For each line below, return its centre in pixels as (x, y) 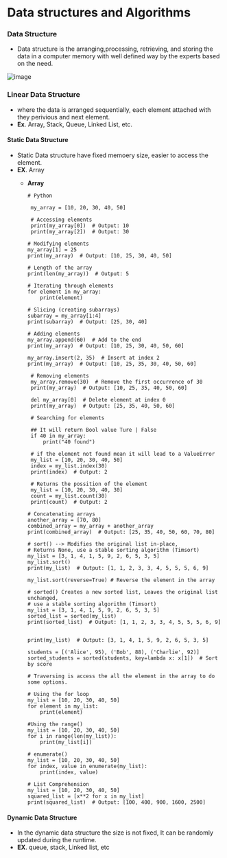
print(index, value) (69, 772)
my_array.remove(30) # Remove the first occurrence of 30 (117, 382)
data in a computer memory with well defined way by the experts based (118, 56)
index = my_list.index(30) (69, 466)
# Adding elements (53, 334)
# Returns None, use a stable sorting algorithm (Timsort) (113, 550)
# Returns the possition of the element (89, 484)
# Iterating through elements (71, 286)
